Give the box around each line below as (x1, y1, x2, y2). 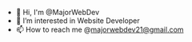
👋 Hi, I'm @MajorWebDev (15, 8, 100, 17)
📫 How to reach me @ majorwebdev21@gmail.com (15, 25, 184, 34)
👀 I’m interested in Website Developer (15, 16, 140, 25)
